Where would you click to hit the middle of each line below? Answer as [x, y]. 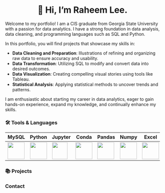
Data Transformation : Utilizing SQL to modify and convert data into [80, 63]
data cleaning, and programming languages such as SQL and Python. [75, 34]
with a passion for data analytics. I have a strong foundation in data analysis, [82, 28]
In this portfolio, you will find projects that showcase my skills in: [70, 43]
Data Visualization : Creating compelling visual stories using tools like [82, 74]
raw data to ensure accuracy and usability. [55, 58]
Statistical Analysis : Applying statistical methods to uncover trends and [85, 84]
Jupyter [61, 137]
